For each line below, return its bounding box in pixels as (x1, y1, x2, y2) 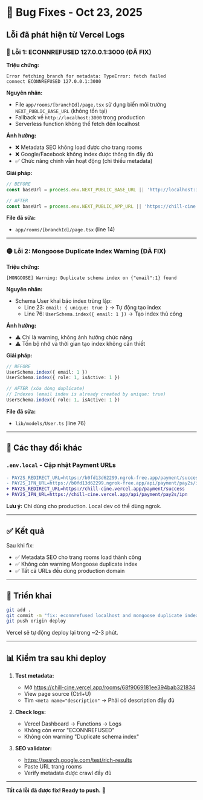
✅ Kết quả (6, 526, 45, 536)
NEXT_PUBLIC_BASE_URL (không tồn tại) (14, 107, 108, 114)
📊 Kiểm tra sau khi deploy (6, 653, 107, 663)
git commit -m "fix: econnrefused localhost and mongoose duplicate (6, 612, 182, 618)
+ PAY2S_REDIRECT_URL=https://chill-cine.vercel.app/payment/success (6, 486, 185, 492)
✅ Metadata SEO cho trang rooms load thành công (14, 554, 142, 561)
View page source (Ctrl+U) (24, 690, 91, 698)
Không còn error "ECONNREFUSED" (24, 727, 115, 734)
